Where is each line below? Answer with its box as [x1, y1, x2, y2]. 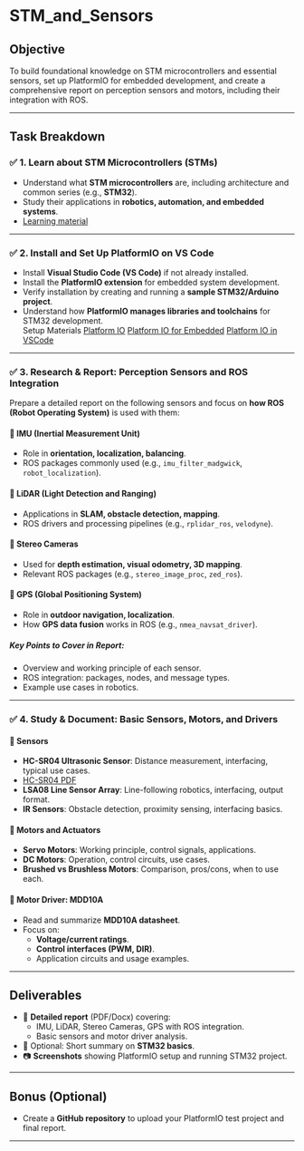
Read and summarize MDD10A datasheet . [22, 914, 181, 925]
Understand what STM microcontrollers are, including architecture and [22, 177, 290, 188]
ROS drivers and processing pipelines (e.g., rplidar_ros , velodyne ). [22, 517, 274, 528]
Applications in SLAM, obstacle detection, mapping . [22, 508, 220, 519]
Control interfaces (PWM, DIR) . [35, 943, 156, 954]
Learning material [22, 215, 89, 227]
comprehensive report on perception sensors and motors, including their [9, 85, 280, 95]
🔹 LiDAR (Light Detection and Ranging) [9, 488, 157, 499]
